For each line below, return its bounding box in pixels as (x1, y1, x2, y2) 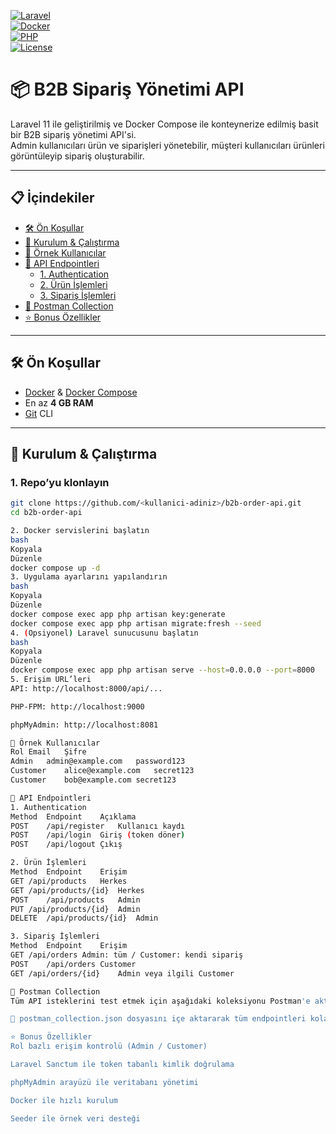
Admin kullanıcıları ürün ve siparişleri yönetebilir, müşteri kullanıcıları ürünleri (10, 139, 325, 151)
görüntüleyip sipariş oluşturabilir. (10, 150, 145, 162)
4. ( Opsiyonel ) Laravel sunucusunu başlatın (10, 628, 199, 638)
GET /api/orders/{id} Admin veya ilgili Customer (10, 968, 235, 979)
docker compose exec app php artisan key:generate (10, 609, 226, 619)
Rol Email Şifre (10, 747, 87, 757)
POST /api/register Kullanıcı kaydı (10, 821, 186, 831)
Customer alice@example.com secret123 (10, 766, 195, 776)
